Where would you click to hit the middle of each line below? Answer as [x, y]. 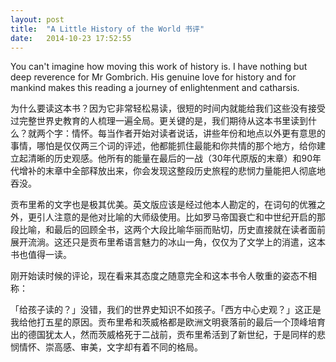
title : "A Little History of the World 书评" [107, 29]
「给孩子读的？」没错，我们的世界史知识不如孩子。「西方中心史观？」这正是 [166, 310]
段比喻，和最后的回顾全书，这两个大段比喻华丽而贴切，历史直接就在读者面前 [168, 230]
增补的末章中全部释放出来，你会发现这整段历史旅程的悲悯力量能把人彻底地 [172, 171]
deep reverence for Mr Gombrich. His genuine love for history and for [153, 77]
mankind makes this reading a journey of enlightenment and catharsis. [155, 88]
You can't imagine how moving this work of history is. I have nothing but [159, 67]
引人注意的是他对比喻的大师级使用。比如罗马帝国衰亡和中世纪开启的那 [181, 217]
